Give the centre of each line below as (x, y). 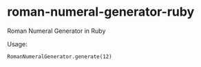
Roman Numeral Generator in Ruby (56, 31)
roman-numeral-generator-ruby (101, 12)
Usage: (17, 44)
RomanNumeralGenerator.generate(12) (60, 56)
